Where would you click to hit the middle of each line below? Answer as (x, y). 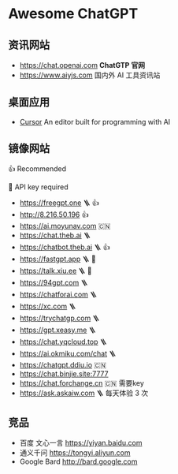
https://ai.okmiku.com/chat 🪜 (68, 353)
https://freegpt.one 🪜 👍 (59, 203)
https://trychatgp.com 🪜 (59, 318)
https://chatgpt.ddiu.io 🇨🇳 (63, 364)
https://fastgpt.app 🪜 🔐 (57, 259)
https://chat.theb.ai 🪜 (55, 235)
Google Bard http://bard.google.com (78, 461)
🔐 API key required (38, 187)
